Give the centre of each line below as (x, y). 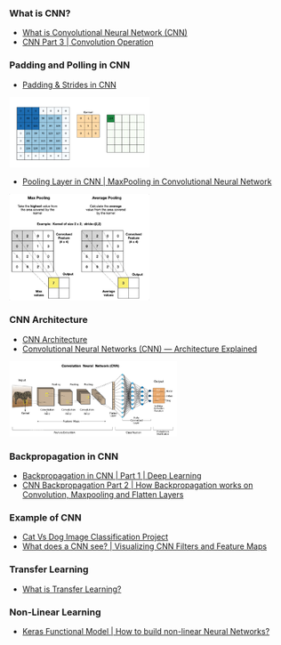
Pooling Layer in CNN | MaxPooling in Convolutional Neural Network (147, 181)
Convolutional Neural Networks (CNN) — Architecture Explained (140, 349)
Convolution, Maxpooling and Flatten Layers (103, 495)
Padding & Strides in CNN (69, 85)
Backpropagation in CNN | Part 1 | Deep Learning (112, 476)
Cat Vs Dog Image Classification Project (95, 537)
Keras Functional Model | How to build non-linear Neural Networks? (146, 631)
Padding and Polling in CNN (70, 65)
